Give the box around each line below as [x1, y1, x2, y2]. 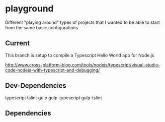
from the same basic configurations [5, 24, 78, 30]
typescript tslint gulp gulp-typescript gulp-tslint [5, 95, 102, 101]
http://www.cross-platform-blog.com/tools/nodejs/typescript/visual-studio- [5, 61, 161, 67]
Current [5, 39, 30, 48]
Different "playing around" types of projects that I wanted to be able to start [5, 19, 160, 25]
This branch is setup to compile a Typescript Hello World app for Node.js [5, 52, 154, 58]
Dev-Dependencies [5, 81, 67, 90]
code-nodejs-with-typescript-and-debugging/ [5, 67, 100, 73]
